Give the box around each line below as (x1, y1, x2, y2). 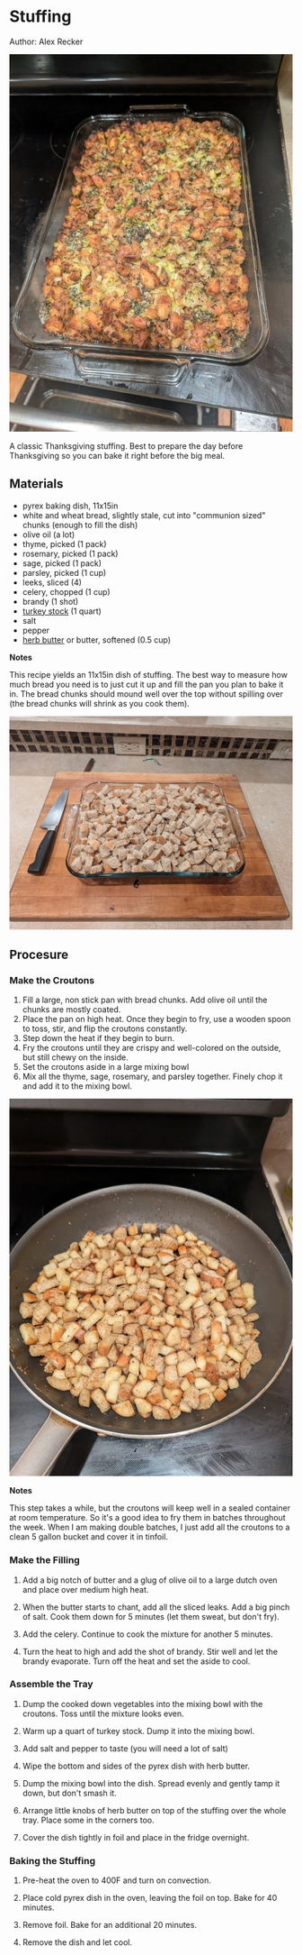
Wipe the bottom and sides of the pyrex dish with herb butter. (22, 1760, 250, 1771)
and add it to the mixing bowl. (22, 1081, 133, 1092)
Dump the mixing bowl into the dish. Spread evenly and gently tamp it (22, 1777, 280, 1788)
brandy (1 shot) (22, 596, 79, 607)
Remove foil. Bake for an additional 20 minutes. (22, 1920, 198, 1931)
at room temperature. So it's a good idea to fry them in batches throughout (9, 1512, 286, 1523)
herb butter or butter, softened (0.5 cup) (22, 634, 171, 645)
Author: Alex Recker (9, 36, 84, 47)
